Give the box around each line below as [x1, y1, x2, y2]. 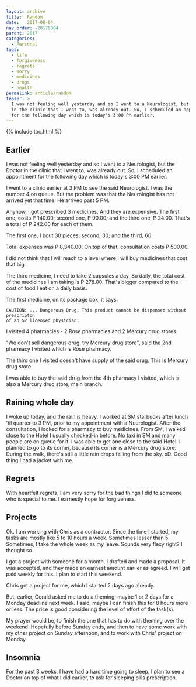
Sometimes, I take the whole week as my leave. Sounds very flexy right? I [6, 540, 183, 548]
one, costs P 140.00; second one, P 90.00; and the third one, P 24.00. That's [6, 214, 190, 221]
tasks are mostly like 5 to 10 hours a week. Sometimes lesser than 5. [6, 534, 170, 541]
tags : [6, 47, 19, 53]
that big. [6, 261, 26, 268]
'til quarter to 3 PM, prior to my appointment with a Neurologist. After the [6, 419, 181, 426]
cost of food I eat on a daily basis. [6, 285, 87, 292]
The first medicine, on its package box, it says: [6, 296, 118, 303]
